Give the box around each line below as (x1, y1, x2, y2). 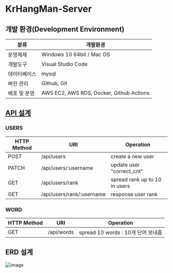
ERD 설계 (5, 248, 33, 257)
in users (110, 182, 130, 189)
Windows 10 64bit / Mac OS (41, 51, 110, 58)
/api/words (48, 228, 74, 236)
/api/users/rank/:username (41, 190, 106, 198)
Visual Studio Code (41, 61, 88, 67)
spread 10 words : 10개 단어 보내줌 (79, 229, 163, 236)
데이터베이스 (8, 70, 37, 77)
